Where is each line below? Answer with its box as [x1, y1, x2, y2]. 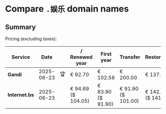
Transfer [119, 54, 141, 60]
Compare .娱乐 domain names [5, 3, 129, 15]
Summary [5, 23, 36, 31]
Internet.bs [7, 91, 35, 98]
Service [11, 54, 31, 60]
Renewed [70, 54, 93, 60]
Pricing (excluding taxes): [5, 36, 57, 42]
